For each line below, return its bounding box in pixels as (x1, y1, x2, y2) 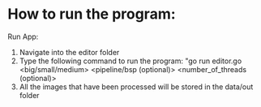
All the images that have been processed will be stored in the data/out (19, 82, 254, 92)
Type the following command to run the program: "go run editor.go (19, 56, 242, 66)
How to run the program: (7, 5, 176, 24)
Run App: (7, 32, 39, 41)
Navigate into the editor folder (19, 47, 120, 57)
